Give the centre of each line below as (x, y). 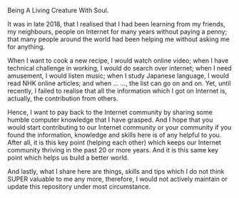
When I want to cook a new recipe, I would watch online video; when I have (118, 61)
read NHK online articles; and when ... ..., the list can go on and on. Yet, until (119, 83)
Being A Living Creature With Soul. (58, 10)
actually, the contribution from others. (63, 98)
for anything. (26, 47)
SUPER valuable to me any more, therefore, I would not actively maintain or (118, 179)
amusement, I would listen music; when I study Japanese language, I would (118, 75)
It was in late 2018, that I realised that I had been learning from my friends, (117, 24)
